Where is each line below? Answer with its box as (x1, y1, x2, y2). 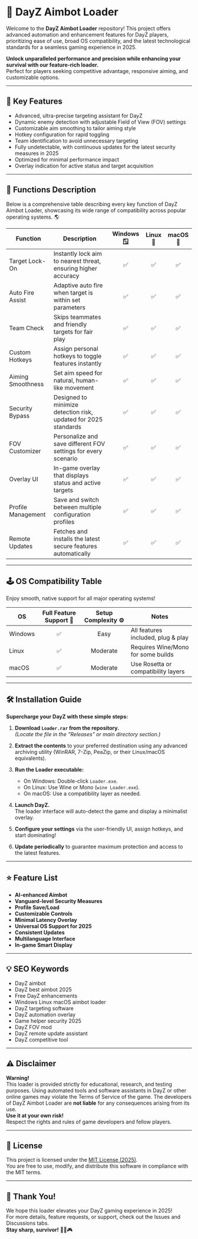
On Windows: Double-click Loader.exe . (23, 777, 118, 785)
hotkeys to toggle (53, 352, 102, 360)
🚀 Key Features (6, 97, 63, 107)
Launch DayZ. (14, 802, 50, 809)
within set (53, 296, 81, 304)
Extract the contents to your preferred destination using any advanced (14, 742, 187, 749)
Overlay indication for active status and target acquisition (14, 162, 154, 169)
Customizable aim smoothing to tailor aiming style (14, 124, 136, 131)
